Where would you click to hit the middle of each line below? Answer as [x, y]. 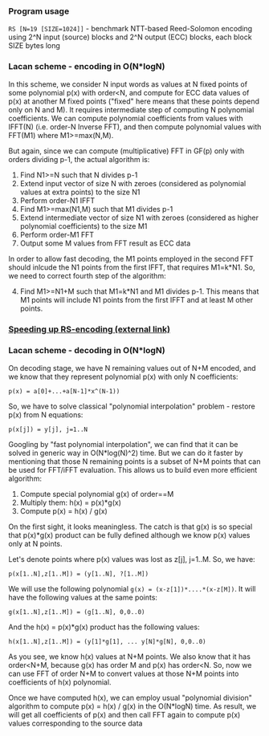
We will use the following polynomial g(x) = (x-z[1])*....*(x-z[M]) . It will [132, 588]
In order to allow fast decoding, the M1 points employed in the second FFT [131, 258]
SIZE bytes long [34, 46]
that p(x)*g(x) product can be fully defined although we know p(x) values [129, 535]
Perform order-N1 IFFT [57, 200]
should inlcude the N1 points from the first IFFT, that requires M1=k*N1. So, [132, 267]
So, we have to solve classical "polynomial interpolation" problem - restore [132, 406]
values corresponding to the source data [75, 723]
